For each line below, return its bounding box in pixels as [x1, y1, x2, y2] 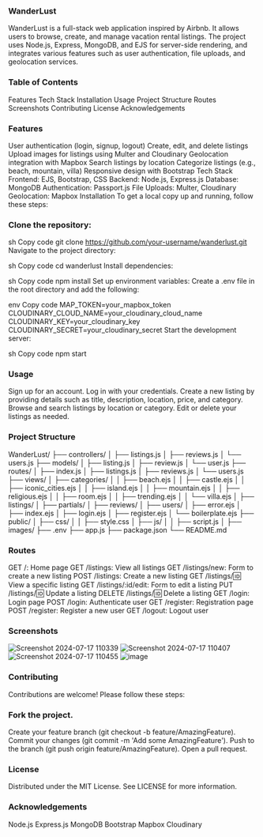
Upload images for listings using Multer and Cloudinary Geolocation [8, 149, 229, 159]
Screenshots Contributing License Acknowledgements [8, 103, 186, 112]
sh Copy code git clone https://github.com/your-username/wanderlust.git [8, 237, 247, 247]
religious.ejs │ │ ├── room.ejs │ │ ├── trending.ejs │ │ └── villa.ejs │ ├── [8, 492, 255, 501]
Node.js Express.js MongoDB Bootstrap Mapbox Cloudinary [8, 820, 203, 829]
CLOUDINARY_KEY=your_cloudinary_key [8, 317, 141, 326]
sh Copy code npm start [8, 349, 87, 359]
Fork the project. [8, 709, 73, 720]
